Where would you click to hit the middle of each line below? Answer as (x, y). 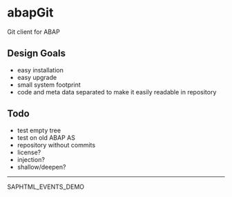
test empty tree (39, 130)
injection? (31, 159)
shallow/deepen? (41, 167)
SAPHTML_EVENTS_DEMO (46, 187)
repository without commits (56, 145)
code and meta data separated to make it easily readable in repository (117, 92)
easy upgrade (37, 77)
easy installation (40, 70)
